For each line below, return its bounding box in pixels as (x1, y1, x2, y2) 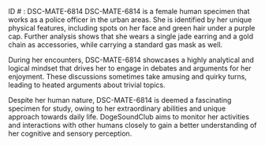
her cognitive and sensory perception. (8, 129, 132, 138)
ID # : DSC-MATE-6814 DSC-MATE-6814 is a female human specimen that (8, 7, 250, 16)
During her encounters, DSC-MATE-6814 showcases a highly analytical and (8, 55, 255, 64)
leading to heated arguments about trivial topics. (8, 80, 166, 89)
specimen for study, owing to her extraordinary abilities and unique (8, 104, 226, 113)
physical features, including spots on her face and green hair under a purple (8, 24, 256, 32)
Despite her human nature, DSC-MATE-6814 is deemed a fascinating (8, 96, 232, 104)
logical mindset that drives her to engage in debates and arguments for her (8, 64, 252, 73)
